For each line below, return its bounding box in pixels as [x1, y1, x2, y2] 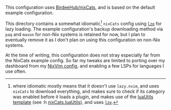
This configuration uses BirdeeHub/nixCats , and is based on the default [5, 5, 155, 10]
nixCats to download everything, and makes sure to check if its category [12, 88, 165, 94]
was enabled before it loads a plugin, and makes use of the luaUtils [12, 94, 154, 100]
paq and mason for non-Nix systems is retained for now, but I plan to [5, 31, 146, 37]
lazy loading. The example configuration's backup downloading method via [5, 25, 163, 32]
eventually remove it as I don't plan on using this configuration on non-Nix [5, 37, 160, 43]
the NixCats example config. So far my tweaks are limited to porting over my [5, 57, 165, 63]
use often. [5, 68, 26, 74]
